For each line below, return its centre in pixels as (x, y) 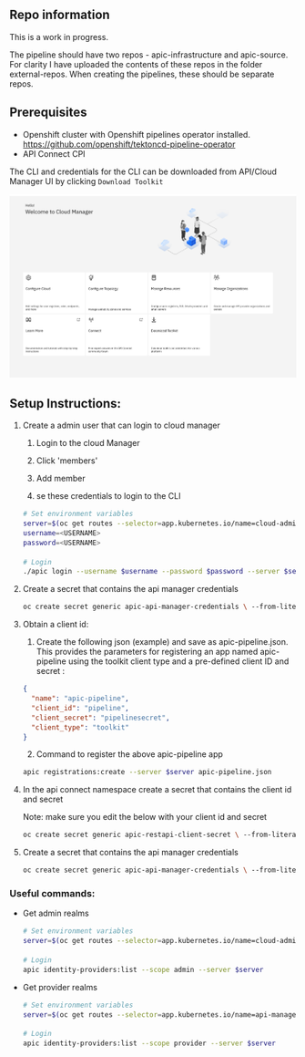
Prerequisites (48, 113)
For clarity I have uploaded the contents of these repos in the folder (136, 64)
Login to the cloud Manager (88, 443)
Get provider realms (60, 987)
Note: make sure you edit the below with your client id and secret (144, 817)
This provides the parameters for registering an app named (147, 652)
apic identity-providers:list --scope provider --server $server (149, 1043)
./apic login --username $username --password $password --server (151, 572)
